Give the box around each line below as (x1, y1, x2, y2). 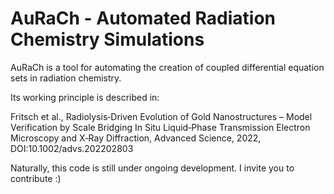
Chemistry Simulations (10, 28, 205, 51)
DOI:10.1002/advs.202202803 (10, 142, 134, 154)
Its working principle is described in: (10, 91, 160, 103)
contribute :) (10, 172, 62, 184)
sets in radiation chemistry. (10, 72, 122, 84)
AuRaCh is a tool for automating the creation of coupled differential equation (10, 61, 325, 73)
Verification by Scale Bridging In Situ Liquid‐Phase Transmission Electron (10, 121, 311, 133)
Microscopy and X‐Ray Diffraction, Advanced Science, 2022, (10, 132, 262, 144)
